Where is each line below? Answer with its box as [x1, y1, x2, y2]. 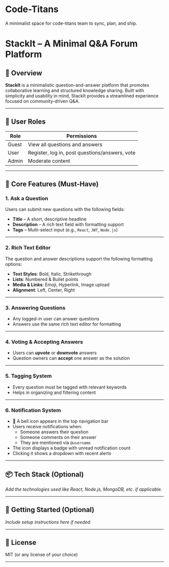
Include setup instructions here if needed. [5, 519, 92, 525]
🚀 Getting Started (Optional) [5, 505, 95, 514]
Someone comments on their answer [20, 434, 97, 440]
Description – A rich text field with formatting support [12, 221, 124, 228]
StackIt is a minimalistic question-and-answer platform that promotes [5, 82, 149, 88]
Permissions [66, 132, 97, 139]
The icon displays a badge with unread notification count [12, 445, 131, 451]
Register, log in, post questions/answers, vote [28, 149, 136, 156]
